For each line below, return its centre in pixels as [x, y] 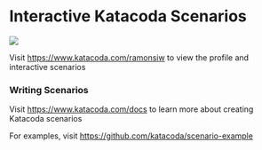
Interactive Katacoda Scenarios [128, 16]
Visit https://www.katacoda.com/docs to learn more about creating [131, 109]
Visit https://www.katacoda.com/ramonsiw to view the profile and [129, 57]
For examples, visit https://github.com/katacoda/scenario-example [131, 136]
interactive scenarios [48, 67]
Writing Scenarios [49, 90]
